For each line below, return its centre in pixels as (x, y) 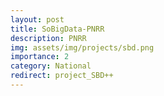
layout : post (37, 19)
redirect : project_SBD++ (62, 76)
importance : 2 (40, 57)
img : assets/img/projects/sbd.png (82, 47)
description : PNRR (48, 38)
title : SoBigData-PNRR (57, 29)
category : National (51, 66)
